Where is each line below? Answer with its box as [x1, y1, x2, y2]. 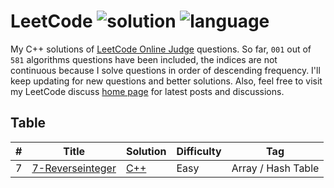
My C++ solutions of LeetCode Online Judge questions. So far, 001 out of [10, 43, 312, 55]
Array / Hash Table [231, 161, 320, 175]
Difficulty [176, 144, 222, 158]
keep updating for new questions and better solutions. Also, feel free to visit [10, 75, 323, 87]
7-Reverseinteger [31, 161, 117, 175]
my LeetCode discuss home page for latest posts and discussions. [10, 85, 285, 97]
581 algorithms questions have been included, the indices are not [10, 53, 278, 65]
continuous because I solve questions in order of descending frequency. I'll [10, 64, 321, 76]
